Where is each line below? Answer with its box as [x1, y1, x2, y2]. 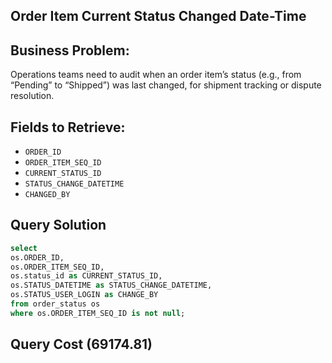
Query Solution [10, 217, 107, 234]
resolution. [10, 90, 55, 102]
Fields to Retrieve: [10, 119, 126, 136]
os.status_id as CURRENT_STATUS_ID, [10, 271, 163, 281]
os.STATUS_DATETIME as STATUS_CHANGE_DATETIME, [10, 280, 213, 291]
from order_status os [10, 299, 101, 309]
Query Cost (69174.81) [10, 336, 153, 353]
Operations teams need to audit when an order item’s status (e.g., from [10, 69, 302, 81]
